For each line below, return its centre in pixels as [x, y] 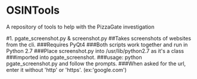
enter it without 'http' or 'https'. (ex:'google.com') [66, 69]
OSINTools [33, 10]
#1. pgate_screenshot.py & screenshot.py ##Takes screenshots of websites [99, 38]
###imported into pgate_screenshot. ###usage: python [74, 57]
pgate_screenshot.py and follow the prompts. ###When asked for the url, [96, 64]
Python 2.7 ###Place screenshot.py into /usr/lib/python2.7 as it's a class [95, 50]
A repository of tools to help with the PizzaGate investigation [80, 27]
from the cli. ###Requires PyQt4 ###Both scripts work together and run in [97, 45]
